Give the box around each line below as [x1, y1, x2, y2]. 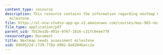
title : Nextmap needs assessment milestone [5, 38, 95, 43]
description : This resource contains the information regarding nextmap [5, 11, 155, 16]
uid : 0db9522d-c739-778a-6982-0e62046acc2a [5, 43, 95, 47]
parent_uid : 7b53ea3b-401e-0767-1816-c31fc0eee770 [5, 29, 110, 34]
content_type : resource [5, 7, 53, 12]
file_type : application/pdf [5, 25, 62, 30]
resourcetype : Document [5, 34, 53, 39]
